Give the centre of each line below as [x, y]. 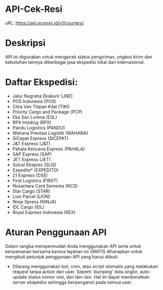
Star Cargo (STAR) [31, 191]
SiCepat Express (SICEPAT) [40, 138]
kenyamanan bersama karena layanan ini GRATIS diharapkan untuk [74, 251]
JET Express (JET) [31, 159]
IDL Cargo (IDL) [28, 207]
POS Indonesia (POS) [34, 101]
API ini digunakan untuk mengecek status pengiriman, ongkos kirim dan [79, 57]
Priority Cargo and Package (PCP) [47, 112]
